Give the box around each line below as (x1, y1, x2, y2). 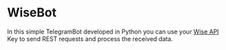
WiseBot (7, 5, 57, 21)
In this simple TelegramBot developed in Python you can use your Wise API (7, 27, 219, 36)
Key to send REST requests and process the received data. (7, 34, 173, 42)
